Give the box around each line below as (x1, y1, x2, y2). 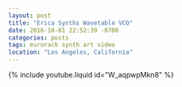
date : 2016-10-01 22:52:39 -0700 (8, 26, 119, 34)
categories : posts (8, 33, 69, 42)
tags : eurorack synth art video (8, 41, 115, 49)
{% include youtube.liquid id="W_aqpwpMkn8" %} (8, 70, 175, 79)
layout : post (8, 11, 52, 20)
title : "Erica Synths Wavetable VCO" (8, 19, 134, 27)
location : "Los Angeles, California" (8, 48, 134, 56)
